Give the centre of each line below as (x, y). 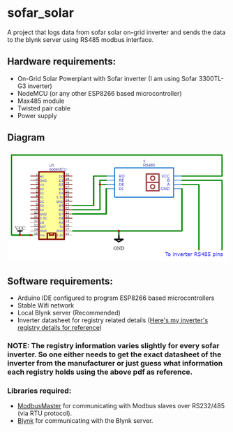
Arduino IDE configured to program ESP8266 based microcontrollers (116, 298)
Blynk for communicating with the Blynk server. (85, 421)
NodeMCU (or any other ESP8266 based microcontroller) (100, 93)
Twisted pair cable (44, 108)
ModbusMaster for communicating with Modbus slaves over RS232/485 (121, 406)
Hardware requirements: (62, 62)
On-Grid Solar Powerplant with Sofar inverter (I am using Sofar (107, 78)
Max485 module (41, 101)
